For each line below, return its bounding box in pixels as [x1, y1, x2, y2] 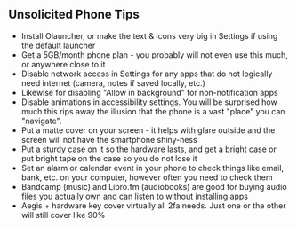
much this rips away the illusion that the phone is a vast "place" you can [20, 106, 285, 116]
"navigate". [20, 115, 62, 126]
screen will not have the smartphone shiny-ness [20, 134, 197, 145]
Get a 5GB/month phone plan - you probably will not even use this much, [20, 49, 288, 60]
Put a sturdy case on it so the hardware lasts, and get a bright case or [20, 144, 277, 154]
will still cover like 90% [20, 209, 106, 220]
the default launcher [20, 40, 96, 51]
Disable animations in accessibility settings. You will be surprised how [20, 97, 277, 107]
